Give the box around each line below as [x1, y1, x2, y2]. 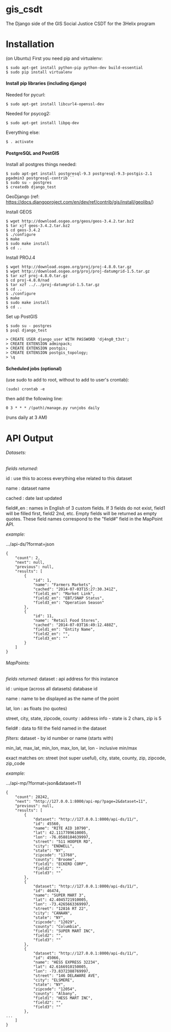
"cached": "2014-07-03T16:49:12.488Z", [33, 622, 118, 628]
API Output [6, 433, 54, 444]
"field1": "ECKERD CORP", [33, 861, 88, 867]
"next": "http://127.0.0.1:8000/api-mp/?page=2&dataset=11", [15, 799, 148, 804]
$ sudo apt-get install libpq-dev [6, 121, 80, 126]
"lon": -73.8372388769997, [33, 969, 91, 974]
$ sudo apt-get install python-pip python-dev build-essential [6, 65, 143, 70]
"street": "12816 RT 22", [33, 906, 88, 911]
